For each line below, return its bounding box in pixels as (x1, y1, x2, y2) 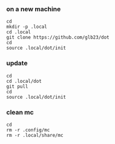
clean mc (6, 108, 34, 116)
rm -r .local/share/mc (6, 132, 64, 138)
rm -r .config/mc (6, 126, 50, 133)
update (6, 59, 28, 68)
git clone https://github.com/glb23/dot (6, 34, 110, 41)
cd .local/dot (6, 78, 42, 84)
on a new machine (6, 5, 61, 13)
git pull (6, 83, 28, 90)
